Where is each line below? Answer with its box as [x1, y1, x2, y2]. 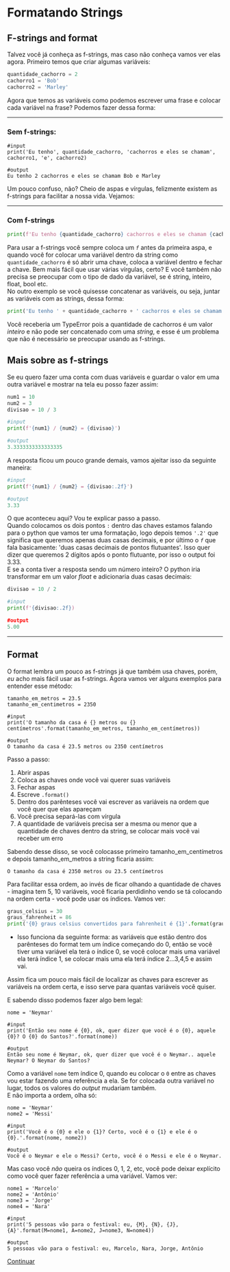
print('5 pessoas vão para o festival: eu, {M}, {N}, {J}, [7, 1221, 179, 1228]
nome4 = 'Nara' [7, 1203, 51, 1210]
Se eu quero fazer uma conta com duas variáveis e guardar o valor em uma [7, 373, 220, 381]
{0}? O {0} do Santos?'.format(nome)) [7, 1033, 118, 1041]
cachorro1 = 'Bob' [7, 77, 60, 84]
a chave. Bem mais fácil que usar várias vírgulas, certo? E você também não [7, 266, 222, 274]
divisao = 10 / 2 [7, 586, 57, 593]
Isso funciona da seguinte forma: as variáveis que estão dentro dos [16, 933, 207, 941]
